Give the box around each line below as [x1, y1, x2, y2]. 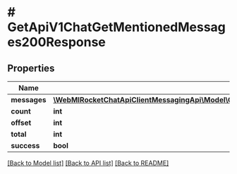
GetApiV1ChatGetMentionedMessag [7, 19, 226, 35]
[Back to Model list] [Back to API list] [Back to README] [7, 159, 169, 167]
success [11, 141, 40, 150]
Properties [7, 62, 55, 74]
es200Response [7, 35, 106, 50]
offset [11, 118, 32, 128]
